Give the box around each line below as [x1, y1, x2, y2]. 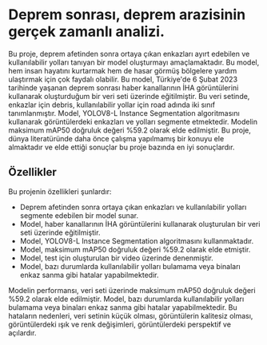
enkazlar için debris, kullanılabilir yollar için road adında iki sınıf [8, 100, 216, 109]
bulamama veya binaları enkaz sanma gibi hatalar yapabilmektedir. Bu [8, 302, 237, 312]
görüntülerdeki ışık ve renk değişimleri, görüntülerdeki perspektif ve [8, 319, 232, 329]
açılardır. [8, 327, 37, 337]
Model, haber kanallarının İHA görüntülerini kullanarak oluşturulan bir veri [19, 219, 261, 228]
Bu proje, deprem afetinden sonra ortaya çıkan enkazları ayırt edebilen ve [8, 49, 250, 58]
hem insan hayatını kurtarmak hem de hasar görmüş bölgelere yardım [8, 65, 237, 75]
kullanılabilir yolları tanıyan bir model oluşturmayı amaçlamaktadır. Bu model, [8, 57, 260, 67]
